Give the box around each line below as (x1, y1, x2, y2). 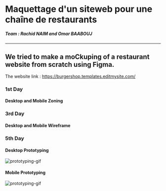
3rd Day (5, 110, 25, 117)
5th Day (5, 135, 25, 142)
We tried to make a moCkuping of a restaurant (5, 52, 150, 61)
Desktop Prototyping (5, 147, 49, 153)
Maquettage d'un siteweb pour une (5, 3, 153, 15)
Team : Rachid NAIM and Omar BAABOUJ (5, 31, 92, 37)
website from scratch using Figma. (5, 60, 115, 69)
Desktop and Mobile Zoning (5, 98, 63, 104)
